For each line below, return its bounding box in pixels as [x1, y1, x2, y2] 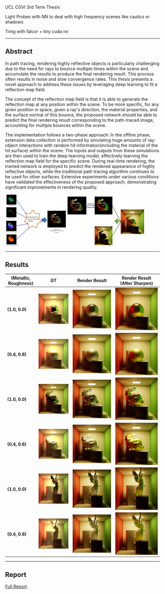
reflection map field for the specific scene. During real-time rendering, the [5, 158, 155, 164]
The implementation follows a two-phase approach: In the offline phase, [5, 132, 151, 137]
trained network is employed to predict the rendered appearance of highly [5, 163, 155, 169]
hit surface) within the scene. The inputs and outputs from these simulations [5, 147, 160, 153]
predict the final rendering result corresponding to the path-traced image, [5, 117, 154, 123]
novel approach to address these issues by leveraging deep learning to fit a [5, 81, 158, 87]
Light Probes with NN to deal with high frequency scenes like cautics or [5, 14, 150, 19]
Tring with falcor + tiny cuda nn [5, 29, 69, 34]
